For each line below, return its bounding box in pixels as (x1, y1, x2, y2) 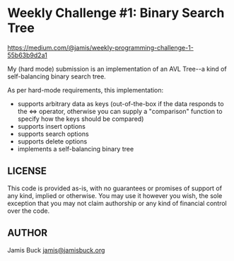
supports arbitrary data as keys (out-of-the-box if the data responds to (17, 99, 224, 108)
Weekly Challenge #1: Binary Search (7, 5, 225, 21)
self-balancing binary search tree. (7, 72, 106, 81)
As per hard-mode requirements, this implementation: (7, 86, 164, 94)
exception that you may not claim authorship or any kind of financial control (7, 199, 228, 207)
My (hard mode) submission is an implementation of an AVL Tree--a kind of (7, 64, 228, 73)
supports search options (17, 129, 90, 138)
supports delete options (17, 137, 88, 146)
